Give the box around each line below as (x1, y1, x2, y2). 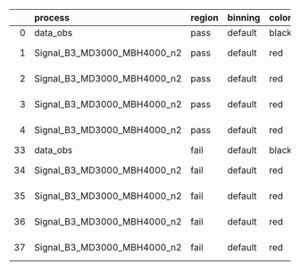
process (34, 12, 70, 23)
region (190, 12, 219, 23)
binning (227, 12, 261, 23)
